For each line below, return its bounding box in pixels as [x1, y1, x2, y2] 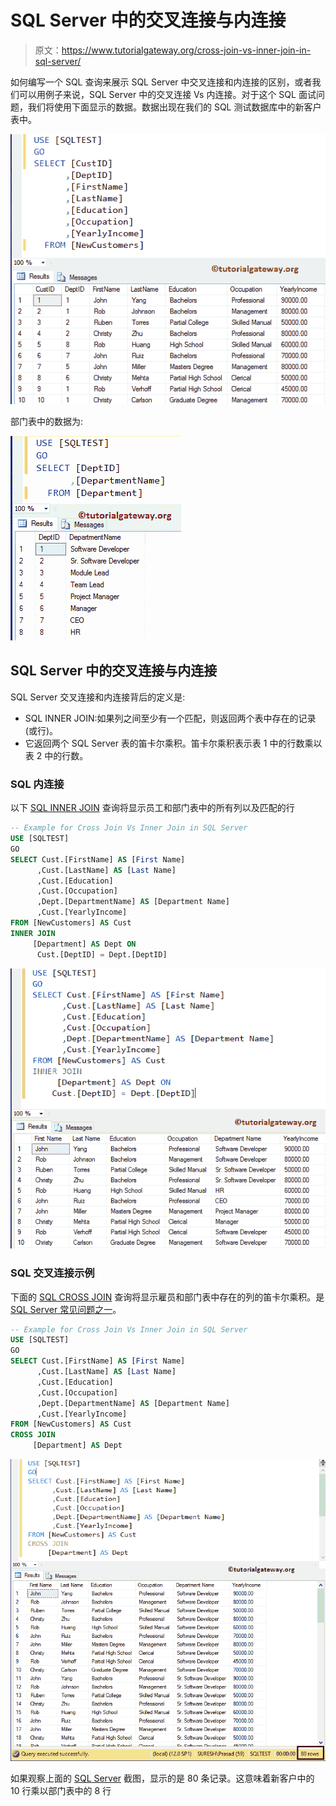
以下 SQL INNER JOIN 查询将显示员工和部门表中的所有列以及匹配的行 [10, 802, 295, 814]
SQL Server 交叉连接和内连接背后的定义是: [10, 691, 186, 703]
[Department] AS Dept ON [32, 939, 137, 949]
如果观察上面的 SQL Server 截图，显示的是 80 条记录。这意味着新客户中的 [10, 1772, 315, 1784]
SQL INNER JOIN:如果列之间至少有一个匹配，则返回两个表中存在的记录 [24, 712, 317, 724]
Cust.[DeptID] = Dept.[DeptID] [36, 949, 168, 960]
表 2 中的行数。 [24, 749, 89, 761]
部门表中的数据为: [10, 416, 84, 428]
